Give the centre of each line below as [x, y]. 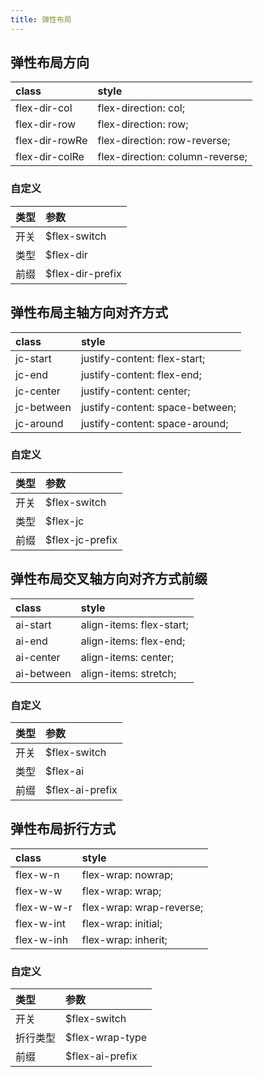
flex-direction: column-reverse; [172, 157]
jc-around [39, 423]
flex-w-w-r [44, 907]
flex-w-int [40, 923]
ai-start [33, 624]
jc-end [31, 374]
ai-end [31, 641]
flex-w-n [37, 874]
